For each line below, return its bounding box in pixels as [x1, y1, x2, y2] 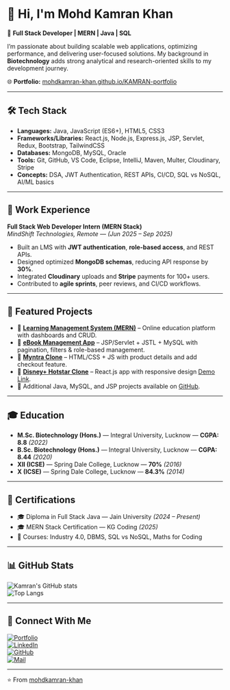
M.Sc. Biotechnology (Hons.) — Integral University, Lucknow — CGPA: [16, 431, 219, 439]
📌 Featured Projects [7, 306, 93, 317]
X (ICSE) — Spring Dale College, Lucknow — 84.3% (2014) [16, 468, 185, 476]
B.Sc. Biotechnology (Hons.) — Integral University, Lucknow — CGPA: [16, 446, 218, 454]
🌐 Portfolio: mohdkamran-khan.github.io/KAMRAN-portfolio [7, 77, 177, 85]
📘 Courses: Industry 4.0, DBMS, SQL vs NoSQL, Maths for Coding [16, 533, 203, 541]
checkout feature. [16, 360, 67, 369]
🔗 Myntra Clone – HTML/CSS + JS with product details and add [16, 353, 197, 361]
